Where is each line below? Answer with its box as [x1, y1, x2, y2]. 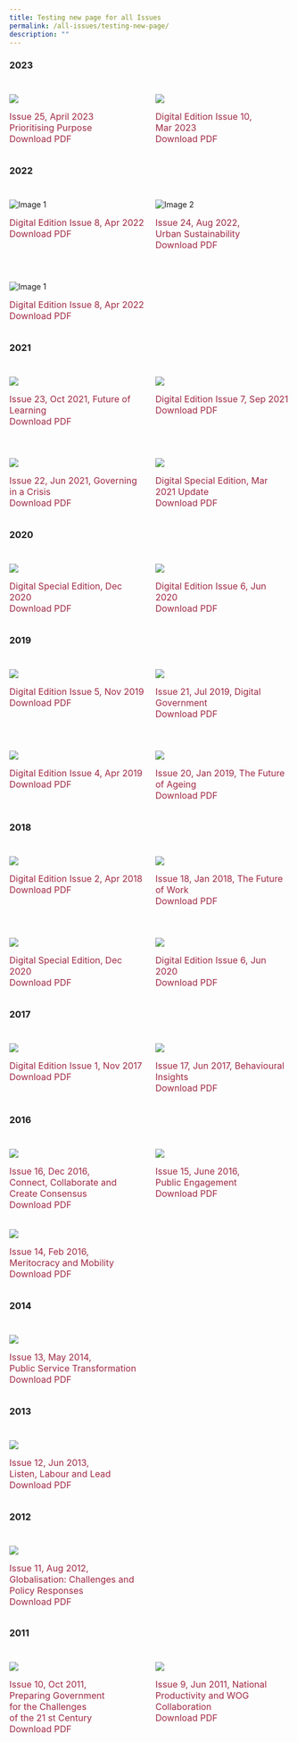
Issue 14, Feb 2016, [9, 1245, 89, 1258]
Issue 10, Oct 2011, [9, 1679, 87, 1691]
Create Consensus [9, 1187, 87, 1200]
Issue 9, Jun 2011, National [155, 1679, 268, 1691]
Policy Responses [9, 1584, 84, 1596]
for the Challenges [9, 1701, 87, 1713]
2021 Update [155, 486, 210, 498]
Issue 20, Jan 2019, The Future [155, 766, 285, 779]
